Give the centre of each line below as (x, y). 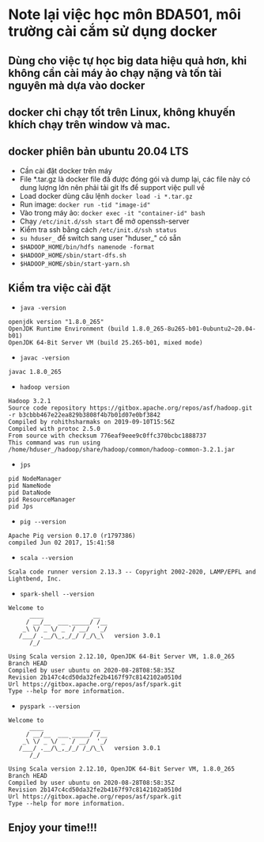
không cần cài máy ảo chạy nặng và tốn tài (115, 73)
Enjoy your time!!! (53, 827)
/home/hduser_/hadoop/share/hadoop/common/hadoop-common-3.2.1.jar (122, 449)
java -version (43, 308)
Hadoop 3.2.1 (30, 401)
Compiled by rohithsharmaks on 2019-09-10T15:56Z (92, 421)
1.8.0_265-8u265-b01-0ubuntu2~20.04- (194, 329)
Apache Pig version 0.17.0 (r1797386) (72, 535)
